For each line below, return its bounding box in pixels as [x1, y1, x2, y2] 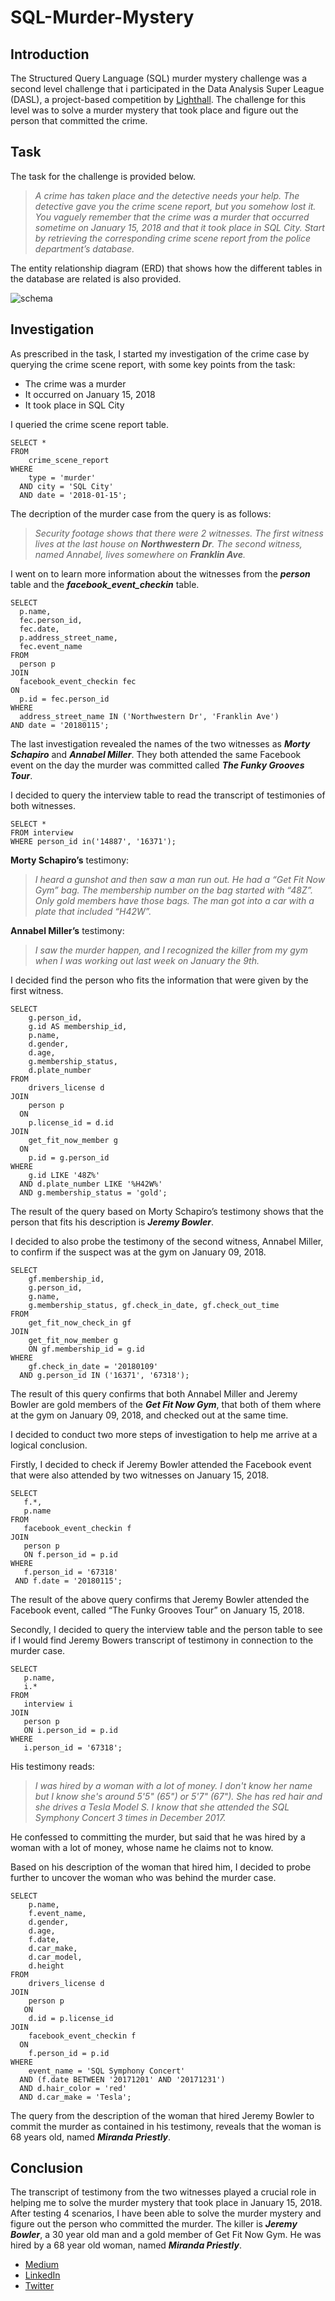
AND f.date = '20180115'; [14, 1576, 123, 1586]
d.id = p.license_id [28, 2013, 114, 2023]
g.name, [28, 1291, 60, 1301]
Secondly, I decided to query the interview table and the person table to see [10, 1623, 323, 1635]
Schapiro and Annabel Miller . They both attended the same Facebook [10, 748, 302, 760]
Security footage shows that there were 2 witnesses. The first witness [34, 527, 324, 539]
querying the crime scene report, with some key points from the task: [10, 358, 296, 370]
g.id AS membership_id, [28, 1021, 128, 1031]
